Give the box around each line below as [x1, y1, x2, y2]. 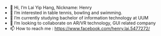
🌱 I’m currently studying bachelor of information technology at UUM [9, 15, 149, 20]
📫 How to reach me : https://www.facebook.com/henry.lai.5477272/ [9, 26, 150, 31]
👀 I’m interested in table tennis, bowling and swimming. [9, 10, 122, 16]
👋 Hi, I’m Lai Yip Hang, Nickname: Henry [9, 5, 92, 10]
